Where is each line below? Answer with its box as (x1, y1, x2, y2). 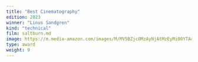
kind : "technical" (6, 25, 51, 31)
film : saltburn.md (6, 31, 51, 37)
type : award (6, 42, 35, 48)
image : (6, 36, 22, 42)
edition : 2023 (6, 14, 41, 20)
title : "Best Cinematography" (6, 8, 81, 15)
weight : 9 (6, 47, 31, 53)
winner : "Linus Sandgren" (6, 19, 70, 25)
